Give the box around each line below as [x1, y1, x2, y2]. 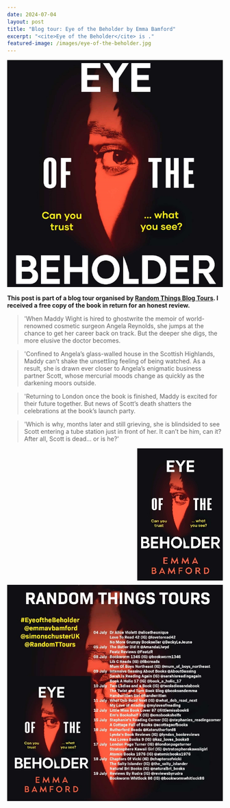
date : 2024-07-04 [7, 11, 57, 18]
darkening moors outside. [23, 379, 97, 387]
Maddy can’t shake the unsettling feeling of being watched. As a [23, 357, 206, 365]
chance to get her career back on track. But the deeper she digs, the [23, 330, 218, 338]
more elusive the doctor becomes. [23, 336, 121, 345]
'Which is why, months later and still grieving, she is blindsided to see [23, 420, 220, 428]
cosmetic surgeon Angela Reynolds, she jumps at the [53, 322, 204, 330]
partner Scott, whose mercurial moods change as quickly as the [23, 371, 205, 380]
